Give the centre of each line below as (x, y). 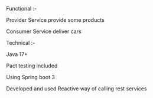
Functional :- (22, 9)
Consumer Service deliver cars (44, 31)
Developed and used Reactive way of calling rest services (76, 89)
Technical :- (21, 43)
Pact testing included (32, 66)
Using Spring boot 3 (30, 77)
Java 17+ (17, 54)
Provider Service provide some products (55, 20)
